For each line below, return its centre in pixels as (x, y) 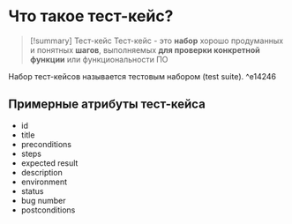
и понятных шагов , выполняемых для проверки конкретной (145, 49)
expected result (49, 163)
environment (44, 182)
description (41, 172)
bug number (43, 200)
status (32, 190)
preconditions (46, 144)
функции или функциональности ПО (99, 59)
